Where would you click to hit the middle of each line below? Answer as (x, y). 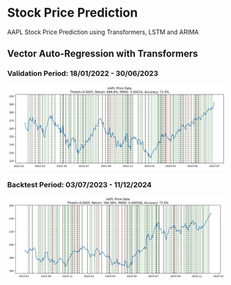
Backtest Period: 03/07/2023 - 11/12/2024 (80, 184)
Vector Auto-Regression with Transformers (103, 54)
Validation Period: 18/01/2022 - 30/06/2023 (83, 74)
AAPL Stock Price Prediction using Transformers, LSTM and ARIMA (103, 32)
